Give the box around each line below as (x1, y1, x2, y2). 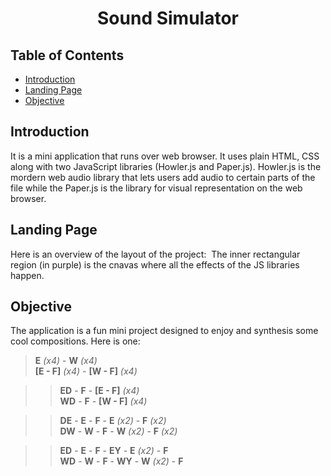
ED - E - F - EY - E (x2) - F (59, 445, 169, 457)
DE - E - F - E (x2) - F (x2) (59, 415, 167, 427)
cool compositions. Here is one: (10, 335, 141, 347)
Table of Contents (10, 47, 125, 64)
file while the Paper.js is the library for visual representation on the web (10, 182, 303, 194)
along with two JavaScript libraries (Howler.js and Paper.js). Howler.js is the (10, 160, 322, 172)
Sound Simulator (97, 7, 239, 30)
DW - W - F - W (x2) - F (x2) (59, 425, 178, 437)
